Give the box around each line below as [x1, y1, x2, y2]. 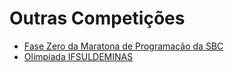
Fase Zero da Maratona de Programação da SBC [23, 40, 224, 52]
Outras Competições [9, 7, 186, 30]
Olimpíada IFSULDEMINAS [23, 50, 134, 62]
